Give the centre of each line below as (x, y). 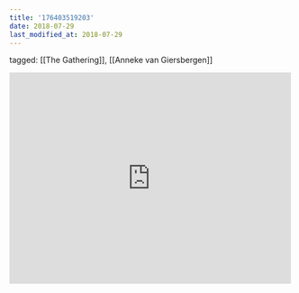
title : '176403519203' (52, 18)
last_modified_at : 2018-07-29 (66, 34)
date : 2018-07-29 (42, 26)
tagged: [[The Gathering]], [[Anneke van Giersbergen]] (111, 60)
